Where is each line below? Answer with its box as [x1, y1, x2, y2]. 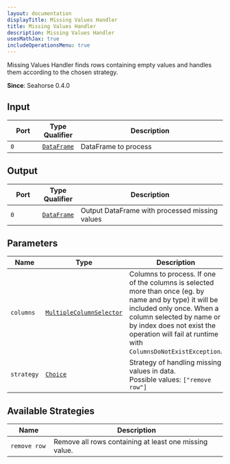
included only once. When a [129, 303, 219, 313]
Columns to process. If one [129, 269, 216, 279]
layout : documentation [7, 10, 72, 17]
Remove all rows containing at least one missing [53, 437, 208, 447]
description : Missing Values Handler [7, 29, 115, 36]
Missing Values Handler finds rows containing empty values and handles [7, 61, 212, 69]
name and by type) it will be [129, 295, 218, 305]
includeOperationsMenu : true [7, 42, 90, 49]
